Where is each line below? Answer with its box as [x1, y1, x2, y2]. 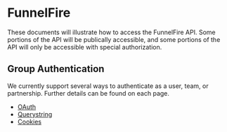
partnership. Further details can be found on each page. [7, 89, 170, 97]
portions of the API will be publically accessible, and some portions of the [7, 35, 221, 43]
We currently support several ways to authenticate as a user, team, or [7, 82, 209, 90]
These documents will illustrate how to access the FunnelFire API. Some [7, 28, 216, 36]
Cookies [17, 117, 42, 126]
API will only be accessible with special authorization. [7, 43, 162, 51]
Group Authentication [7, 63, 105, 75]
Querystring [17, 110, 53, 118]
